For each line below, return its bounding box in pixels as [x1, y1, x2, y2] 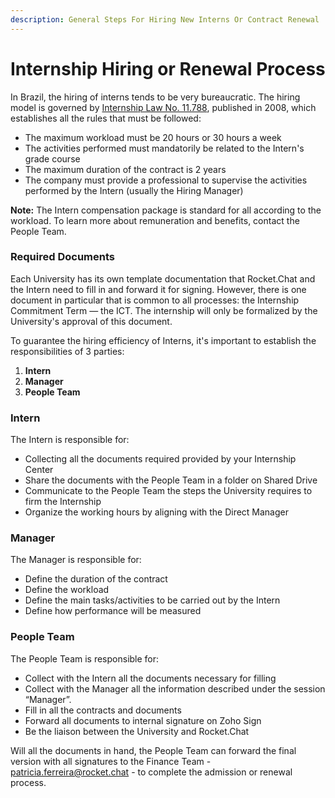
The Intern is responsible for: [10, 434, 130, 446]
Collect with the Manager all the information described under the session [24, 682, 326, 695]
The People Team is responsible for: [10, 652, 160, 665]
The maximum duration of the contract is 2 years [24, 163, 227, 175]
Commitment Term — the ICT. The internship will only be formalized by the [10, 304, 318, 316]
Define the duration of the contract [24, 573, 168, 585]
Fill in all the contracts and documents [24, 704, 182, 716]
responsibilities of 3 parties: [10, 345, 125, 357]
